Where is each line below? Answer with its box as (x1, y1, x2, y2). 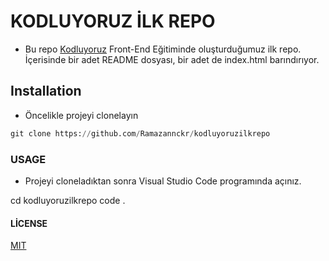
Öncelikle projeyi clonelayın (24, 109, 139, 121)
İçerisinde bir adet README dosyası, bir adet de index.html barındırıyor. (24, 53, 320, 65)
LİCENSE (10, 217, 48, 229)
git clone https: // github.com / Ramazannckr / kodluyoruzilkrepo (10, 128, 271, 139)
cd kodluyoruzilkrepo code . (10, 194, 126, 206)
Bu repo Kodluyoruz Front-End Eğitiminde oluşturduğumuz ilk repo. (24, 43, 302, 55)
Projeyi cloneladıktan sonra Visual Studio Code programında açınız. (24, 175, 302, 187)
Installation (10, 83, 82, 100)
